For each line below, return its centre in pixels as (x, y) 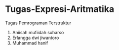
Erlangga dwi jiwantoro (36, 38)
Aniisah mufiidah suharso (38, 32)
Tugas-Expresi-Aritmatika (60, 9)
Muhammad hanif (30, 43)
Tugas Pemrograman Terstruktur (38, 23)
